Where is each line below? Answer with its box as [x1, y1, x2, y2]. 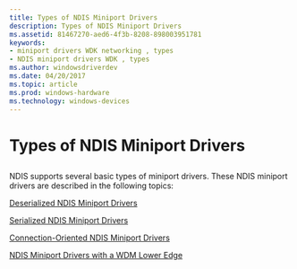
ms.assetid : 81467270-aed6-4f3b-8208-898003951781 [9, 30, 202, 39]
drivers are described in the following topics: [9, 180, 174, 191]
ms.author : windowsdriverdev [9, 64, 118, 73]
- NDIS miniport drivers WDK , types [9, 55, 150, 64]
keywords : [9, 38, 47, 48]
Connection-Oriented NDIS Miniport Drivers [9, 232, 170, 243]
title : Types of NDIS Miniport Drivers [9, 13, 158, 22]
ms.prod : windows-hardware [9, 88, 110, 97]
